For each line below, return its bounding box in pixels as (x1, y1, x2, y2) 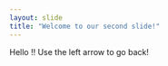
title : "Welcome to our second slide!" (9, 22, 161, 31)
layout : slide (9, 13, 64, 23)
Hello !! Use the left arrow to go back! (9, 46, 150, 57)
